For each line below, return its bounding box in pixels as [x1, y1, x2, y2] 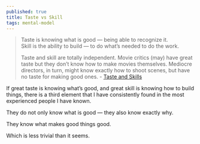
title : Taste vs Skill [6, 14, 63, 20]
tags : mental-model [6, 20, 55, 26]
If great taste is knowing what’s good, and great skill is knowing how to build [6, 85, 195, 92]
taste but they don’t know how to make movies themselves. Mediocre [20, 60, 193, 68]
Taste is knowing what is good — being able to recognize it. [20, 36, 168, 44]
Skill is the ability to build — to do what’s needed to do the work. [20, 42, 180, 50]
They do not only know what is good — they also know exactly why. [6, 109, 174, 117]
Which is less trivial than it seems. [6, 132, 90, 139]
